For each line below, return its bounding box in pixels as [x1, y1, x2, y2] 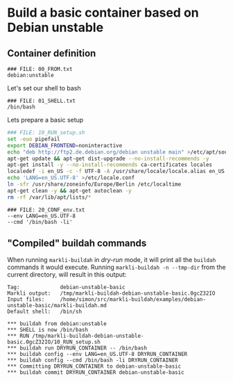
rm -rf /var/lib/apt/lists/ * [7, 193, 92, 201]
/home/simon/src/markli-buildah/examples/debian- [60, 296, 207, 303]
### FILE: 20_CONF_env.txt [7, 206, 85, 213]
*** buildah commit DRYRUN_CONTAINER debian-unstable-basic [7, 369, 185, 376]
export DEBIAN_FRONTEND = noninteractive [7, 142, 123, 149]
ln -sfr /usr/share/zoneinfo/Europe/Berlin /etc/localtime [7, 181, 182, 188]
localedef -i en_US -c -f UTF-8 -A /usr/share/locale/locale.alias [7, 168, 207, 175]
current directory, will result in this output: [7, 270, 127, 279]
